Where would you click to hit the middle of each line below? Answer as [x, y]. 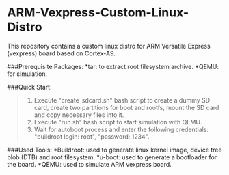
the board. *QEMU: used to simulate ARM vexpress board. [90, 164]
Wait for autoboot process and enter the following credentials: [121, 129]
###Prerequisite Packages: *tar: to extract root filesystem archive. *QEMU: [113, 66]
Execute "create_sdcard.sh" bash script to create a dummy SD [122, 100]
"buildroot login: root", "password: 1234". [92, 136]
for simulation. [27, 74]
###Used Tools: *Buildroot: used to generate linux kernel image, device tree [114, 150]
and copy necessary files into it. [79, 115]
